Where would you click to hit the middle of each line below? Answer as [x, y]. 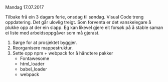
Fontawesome [35, 58]
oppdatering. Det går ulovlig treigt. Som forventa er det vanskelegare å [78, 22]
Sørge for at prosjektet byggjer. [45, 42]
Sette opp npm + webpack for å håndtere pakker [63, 53]
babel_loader [33, 69]
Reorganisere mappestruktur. [42, 48]
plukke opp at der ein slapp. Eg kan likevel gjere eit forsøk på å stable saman [84, 27]
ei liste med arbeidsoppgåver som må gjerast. [52, 33]
